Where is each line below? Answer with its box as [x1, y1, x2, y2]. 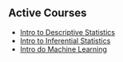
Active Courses [8, 6, 87, 20]
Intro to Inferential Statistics [19, 36, 111, 45]
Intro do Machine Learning [19, 44, 108, 54]
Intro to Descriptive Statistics [19, 27, 116, 37]
